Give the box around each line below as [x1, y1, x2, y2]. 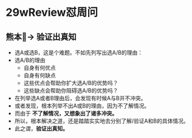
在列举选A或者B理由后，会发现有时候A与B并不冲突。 [14, 95, 146, 102]
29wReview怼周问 [5, 5, 98, 19]
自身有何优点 [23, 64, 56, 71]
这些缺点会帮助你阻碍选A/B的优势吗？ [23, 87, 118, 94]
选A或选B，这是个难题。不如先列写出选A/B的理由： [14, 49, 143, 56]
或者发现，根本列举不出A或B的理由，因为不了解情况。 [14, 102, 150, 109]
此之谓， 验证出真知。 [14, 125, 68, 132]
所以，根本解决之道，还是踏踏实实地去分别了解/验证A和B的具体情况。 [14, 117, 189, 125]
